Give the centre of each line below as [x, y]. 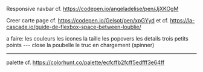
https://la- [182, 20]
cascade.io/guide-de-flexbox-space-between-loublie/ [74, 27]
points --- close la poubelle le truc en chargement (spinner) [80, 45]
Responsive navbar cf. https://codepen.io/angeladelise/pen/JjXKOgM [92, 9]
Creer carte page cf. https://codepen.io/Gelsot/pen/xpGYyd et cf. [88, 20]
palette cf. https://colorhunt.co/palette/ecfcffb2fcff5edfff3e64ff [85, 62]
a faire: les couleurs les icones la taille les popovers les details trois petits [97, 38]
